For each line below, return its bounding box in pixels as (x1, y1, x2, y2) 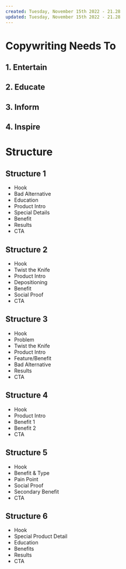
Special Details (13, 209, 50, 216)
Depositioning (13, 279, 48, 286)
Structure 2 (5, 244, 48, 254)
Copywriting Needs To (5, 39, 116, 53)
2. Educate (5, 82, 45, 92)
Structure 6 (5, 511, 48, 521)
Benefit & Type (13, 469, 50, 477)
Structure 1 (5, 168, 46, 178)
